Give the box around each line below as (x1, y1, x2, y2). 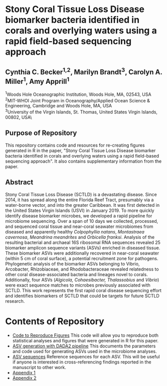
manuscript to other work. (12, 364, 66, 370)
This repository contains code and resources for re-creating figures (5, 142, 145, 148)
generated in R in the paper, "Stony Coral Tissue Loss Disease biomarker (5, 147, 156, 154)
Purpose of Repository (5, 129, 77, 138)
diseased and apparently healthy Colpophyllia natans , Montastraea (5, 228, 144, 234)
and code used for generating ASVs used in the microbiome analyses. (12, 348, 157, 354)
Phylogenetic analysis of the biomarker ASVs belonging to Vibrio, (5, 261, 140, 267)
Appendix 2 (12, 375, 37, 381)
